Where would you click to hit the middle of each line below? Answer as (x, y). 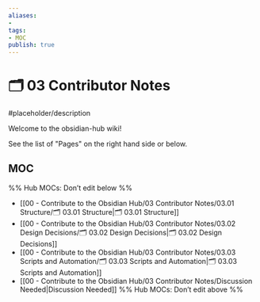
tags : (17, 30)
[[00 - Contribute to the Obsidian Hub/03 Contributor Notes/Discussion (136, 281)
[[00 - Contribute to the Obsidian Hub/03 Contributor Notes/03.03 (128, 252)
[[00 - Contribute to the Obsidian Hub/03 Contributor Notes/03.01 (127, 203)
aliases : (23, 15)
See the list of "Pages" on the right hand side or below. (98, 144)
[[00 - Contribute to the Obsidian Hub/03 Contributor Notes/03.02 (128, 224)
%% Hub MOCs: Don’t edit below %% (71, 188)
